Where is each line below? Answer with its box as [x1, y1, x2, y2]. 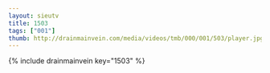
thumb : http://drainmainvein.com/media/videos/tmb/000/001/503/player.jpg [8, 34, 264, 43]
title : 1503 [8, 19, 48, 27]
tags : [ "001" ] [8, 26, 56, 34]
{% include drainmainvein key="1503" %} [8, 56, 145, 66]
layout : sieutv [8, 11, 59, 20]
